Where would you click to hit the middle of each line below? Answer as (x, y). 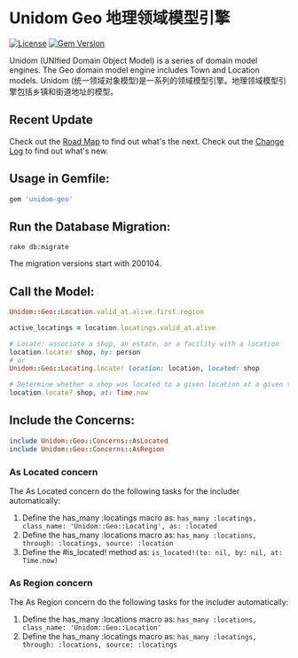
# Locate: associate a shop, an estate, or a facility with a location (144, 344)
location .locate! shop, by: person (75, 352)
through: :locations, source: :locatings (99, 645)
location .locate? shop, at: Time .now (79, 393)
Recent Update (51, 120)
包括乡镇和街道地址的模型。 (67, 91)
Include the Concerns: (72, 421)
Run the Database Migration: (90, 227)
